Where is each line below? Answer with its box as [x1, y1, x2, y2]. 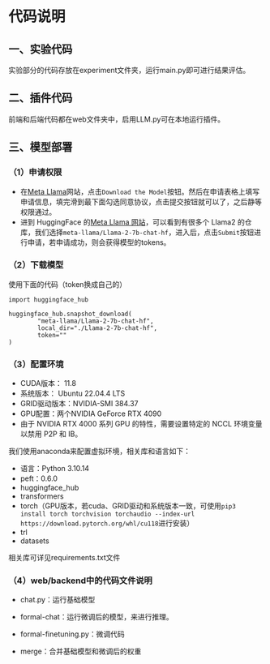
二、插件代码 [8, 91, 73, 105]
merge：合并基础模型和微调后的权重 [19, 646, 142, 657]
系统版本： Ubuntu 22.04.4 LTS [19, 388, 126, 398]
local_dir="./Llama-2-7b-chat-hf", [37, 323, 158, 332]
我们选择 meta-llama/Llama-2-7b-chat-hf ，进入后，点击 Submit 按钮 [34, 227, 255, 237]
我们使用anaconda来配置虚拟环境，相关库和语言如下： [8, 447, 191, 456]
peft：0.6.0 [19, 473, 58, 483]
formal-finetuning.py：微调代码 [19, 629, 125, 639]
